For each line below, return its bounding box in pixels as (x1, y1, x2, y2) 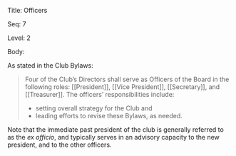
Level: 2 (7, 33, 31, 42)
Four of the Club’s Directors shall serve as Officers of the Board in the (24, 75, 230, 83)
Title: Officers (7, 6, 48, 14)
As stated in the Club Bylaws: (7, 61, 94, 70)
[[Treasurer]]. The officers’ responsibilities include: (24, 90, 175, 98)
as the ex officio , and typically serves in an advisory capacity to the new (7, 133, 220, 141)
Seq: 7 (7, 20, 26, 28)
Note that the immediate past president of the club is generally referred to (7, 125, 225, 134)
